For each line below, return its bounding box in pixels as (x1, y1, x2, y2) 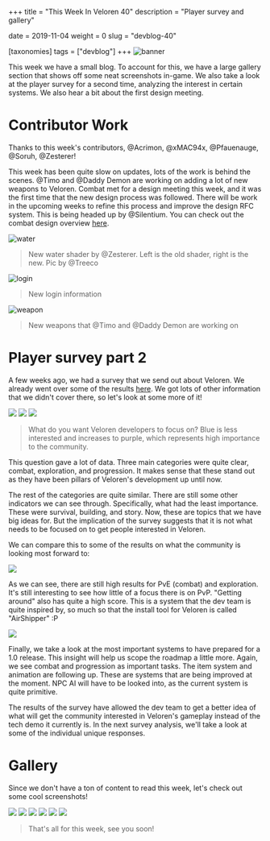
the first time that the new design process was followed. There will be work (8, 193, 258, 202)
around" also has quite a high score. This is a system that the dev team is (8, 596, 251, 606)
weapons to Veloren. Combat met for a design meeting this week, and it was (8, 184, 262, 193)
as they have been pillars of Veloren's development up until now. (8, 474, 223, 484)
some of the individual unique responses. (8, 728, 146, 738)
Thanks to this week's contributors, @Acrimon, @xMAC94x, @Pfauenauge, (8, 143, 260, 152)
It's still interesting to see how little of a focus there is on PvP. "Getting (8, 587, 242, 597)
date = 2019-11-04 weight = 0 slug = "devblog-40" (8, 31, 177, 40)
